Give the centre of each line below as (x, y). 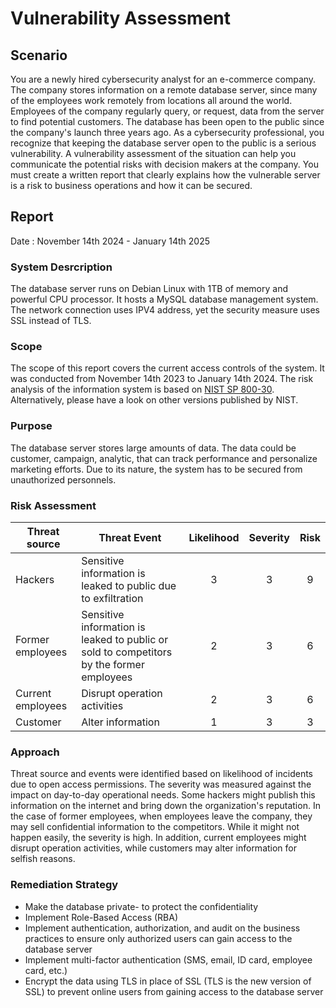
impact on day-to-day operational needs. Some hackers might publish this (163, 795)
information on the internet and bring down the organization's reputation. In (165, 806)
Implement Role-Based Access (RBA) (101, 917)
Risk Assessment (53, 505)
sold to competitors (127, 652)
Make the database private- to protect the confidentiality (141, 906)
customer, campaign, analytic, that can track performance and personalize (164, 458)
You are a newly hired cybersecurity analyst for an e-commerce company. (163, 79)
